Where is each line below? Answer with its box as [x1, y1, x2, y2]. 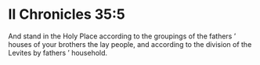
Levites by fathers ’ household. [8, 48, 108, 57]
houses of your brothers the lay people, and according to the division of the [8, 39, 252, 49]
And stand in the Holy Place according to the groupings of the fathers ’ [8, 31, 237, 41]
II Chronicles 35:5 [8, 5, 125, 23]
